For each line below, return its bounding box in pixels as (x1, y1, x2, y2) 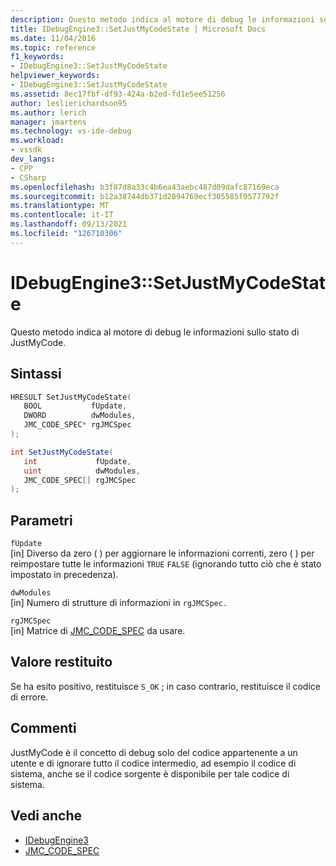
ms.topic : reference (10, 42, 97, 53)
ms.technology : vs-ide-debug (10, 126, 132, 136)
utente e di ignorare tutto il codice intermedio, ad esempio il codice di (10, 757, 297, 769)
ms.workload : (10, 136, 65, 146)
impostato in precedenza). (10, 569, 119, 581)
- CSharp (10, 172, 47, 183)
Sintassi (10, 366, 62, 383)
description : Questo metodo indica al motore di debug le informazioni (10, 14, 315, 25)
